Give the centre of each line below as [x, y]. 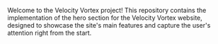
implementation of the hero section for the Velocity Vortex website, [105, 18]
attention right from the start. [50, 33]
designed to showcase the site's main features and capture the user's [109, 25]
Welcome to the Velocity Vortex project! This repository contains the [107, 10]
